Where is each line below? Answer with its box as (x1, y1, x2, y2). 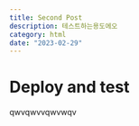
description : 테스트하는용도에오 (9, 22, 118, 31)
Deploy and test (9, 77, 130, 97)
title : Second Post (9, 13, 83, 22)
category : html (9, 30, 67, 39)
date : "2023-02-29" (9, 38, 83, 48)
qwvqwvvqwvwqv (9, 107, 77, 118)
